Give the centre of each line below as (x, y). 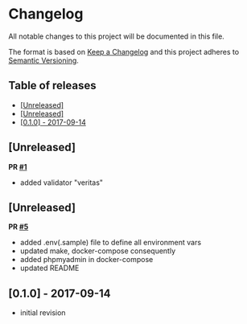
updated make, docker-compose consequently (97, 251)
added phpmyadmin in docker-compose (86, 260)
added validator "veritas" (61, 183)
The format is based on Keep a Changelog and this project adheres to (124, 51)
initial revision (43, 313)
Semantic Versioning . (43, 60)
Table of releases (52, 86)
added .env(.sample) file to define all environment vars (111, 243)
